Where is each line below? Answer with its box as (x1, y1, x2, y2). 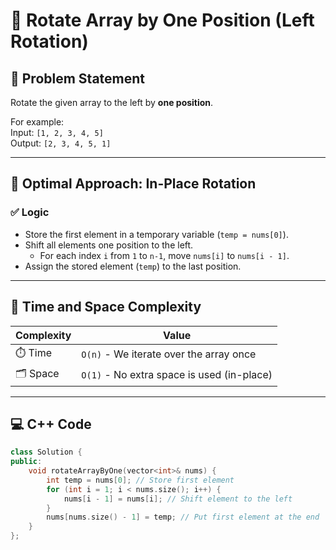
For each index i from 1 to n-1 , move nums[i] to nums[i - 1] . (39, 249, 290, 261)
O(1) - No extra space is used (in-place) (81, 368, 273, 381)
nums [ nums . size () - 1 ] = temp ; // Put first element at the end (46, 512, 320, 523)
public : (10, 457, 43, 467)
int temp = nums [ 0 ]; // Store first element (46, 475, 235, 485)
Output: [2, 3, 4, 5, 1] (10, 137, 112, 149)
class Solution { (10, 447, 83, 458)
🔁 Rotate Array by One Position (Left (10, 9, 315, 32)
